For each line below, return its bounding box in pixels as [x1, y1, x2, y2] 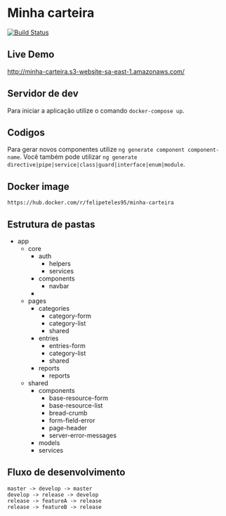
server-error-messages [48, 431, 117, 439]
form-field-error [48, 416, 96, 425]
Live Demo [7, 49, 55, 60]
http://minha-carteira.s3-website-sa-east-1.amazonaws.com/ [7, 67, 185, 75]
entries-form [48, 342, 86, 349]
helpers [48, 259, 72, 268]
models [38, 439, 60, 447]
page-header [48, 424, 88, 432]
